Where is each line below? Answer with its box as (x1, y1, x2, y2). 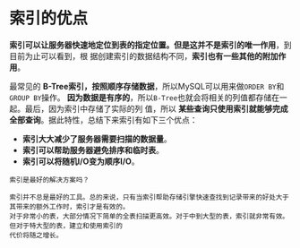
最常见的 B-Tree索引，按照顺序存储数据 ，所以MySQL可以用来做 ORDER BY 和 (9, 81, 285, 91)
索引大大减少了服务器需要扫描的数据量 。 (21, 133, 172, 144)
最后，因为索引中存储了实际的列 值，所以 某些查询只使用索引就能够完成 (24, 103, 288, 114)
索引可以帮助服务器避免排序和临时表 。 (21, 144, 164, 155)
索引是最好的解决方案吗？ (9, 175, 90, 184)
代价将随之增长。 (9, 230, 64, 240)
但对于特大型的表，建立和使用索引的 (9, 221, 124, 230)
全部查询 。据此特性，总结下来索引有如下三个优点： (9, 114, 198, 125)
